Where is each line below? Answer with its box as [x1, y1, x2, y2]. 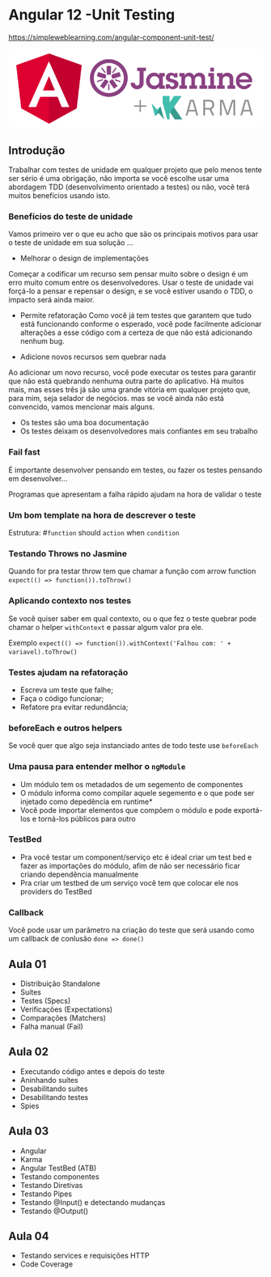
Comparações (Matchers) [19, 1013, 107, 1022]
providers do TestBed [19, 886, 92, 896]
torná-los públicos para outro [38, 814, 136, 823]
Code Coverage [19, 1259, 74, 1269]
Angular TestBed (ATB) [19, 1163, 97, 1173]
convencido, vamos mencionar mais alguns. [8, 402, 155, 412]
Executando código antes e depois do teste [19, 1066, 166, 1076]
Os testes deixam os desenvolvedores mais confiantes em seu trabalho [19, 426, 258, 436]
